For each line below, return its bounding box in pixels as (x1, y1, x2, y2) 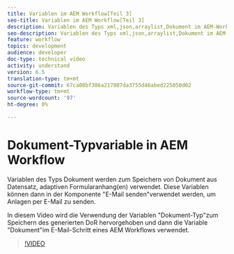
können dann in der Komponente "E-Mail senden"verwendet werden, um (7, 190, 216, 198)
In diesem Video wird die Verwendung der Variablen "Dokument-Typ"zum (7, 211, 219, 219)
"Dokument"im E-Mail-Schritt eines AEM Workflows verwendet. (7, 225, 190, 234)
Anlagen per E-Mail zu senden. (7, 197, 96, 206)
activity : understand (7, 62, 70, 69)
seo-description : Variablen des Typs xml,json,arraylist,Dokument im (7, 29, 214, 37)
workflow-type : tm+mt (7, 88, 70, 95)
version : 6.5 (7, 68, 45, 75)
